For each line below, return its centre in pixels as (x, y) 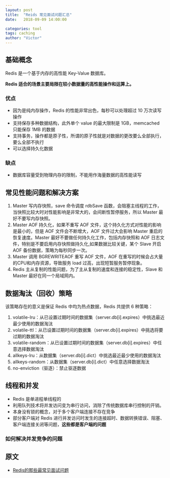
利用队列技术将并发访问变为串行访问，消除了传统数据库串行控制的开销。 (88, 405)
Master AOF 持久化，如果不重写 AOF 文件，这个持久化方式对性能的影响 (87, 225)
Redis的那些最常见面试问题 (41, 470)
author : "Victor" (24, 38)
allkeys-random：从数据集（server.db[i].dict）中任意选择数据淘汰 (81, 362)
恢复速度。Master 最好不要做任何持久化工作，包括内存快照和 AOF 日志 (86, 237)
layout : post (19, 10)
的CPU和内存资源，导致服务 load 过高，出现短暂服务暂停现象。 (79, 263)
